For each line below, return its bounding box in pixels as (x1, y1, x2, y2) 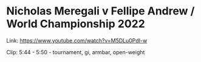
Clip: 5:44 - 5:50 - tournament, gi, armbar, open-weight (6, 48, 145, 55)
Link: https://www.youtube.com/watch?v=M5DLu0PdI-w (6, 37, 148, 44)
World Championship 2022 (6, 17, 146, 31)
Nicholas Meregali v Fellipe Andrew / (6, 4, 195, 18)
